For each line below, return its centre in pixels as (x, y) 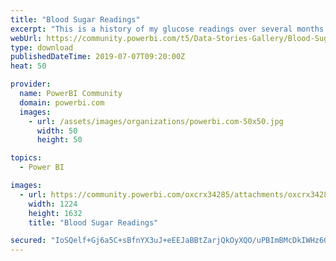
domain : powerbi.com (62, 102)
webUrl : (26, 38)
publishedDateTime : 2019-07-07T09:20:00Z (98, 57)
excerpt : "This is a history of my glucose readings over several (151, 29)
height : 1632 (55, 213)
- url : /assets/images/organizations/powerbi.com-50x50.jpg (156, 121)
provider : (31, 84)
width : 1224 (53, 204)
